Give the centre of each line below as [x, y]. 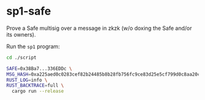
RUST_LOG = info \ [27, 80]
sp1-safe [29, 11]
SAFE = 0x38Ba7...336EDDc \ [39, 68]
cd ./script [21, 57]
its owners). [21, 34]
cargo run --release [38, 91]
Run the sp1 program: [33, 46]
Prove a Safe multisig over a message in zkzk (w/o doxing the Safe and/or [99, 28]
